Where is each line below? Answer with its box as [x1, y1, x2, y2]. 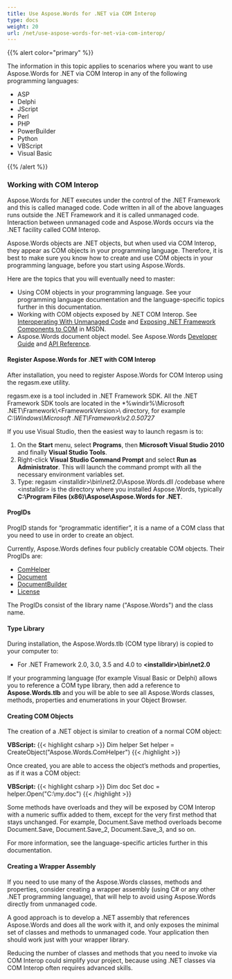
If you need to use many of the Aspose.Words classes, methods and [7, 878, 202, 886]
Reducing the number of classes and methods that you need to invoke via [7, 948, 217, 957]
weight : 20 [7, 23, 39, 30]
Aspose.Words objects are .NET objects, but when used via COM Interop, [7, 239, 217, 247]
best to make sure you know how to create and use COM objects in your [7, 253, 213, 262]
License [17, 587, 40, 596]
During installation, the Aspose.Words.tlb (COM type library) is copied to [7, 639, 213, 648]
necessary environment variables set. [17, 470, 125, 478]
